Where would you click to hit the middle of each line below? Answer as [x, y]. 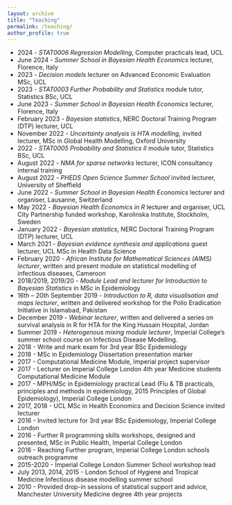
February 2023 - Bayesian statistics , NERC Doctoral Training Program [117, 119]
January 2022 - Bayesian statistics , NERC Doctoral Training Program [116, 229]
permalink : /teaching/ [40, 26]
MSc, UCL [32, 82]
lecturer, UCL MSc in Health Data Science [77, 251]
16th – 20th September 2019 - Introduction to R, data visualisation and [117, 296]
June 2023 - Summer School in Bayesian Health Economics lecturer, [115, 104]
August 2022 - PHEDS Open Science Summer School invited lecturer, [116, 178]
